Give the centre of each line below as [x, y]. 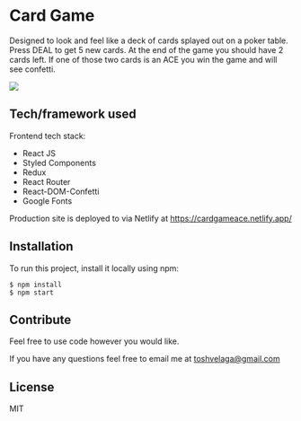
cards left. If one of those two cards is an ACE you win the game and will [143, 59]
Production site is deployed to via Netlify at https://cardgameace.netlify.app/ [150, 218]
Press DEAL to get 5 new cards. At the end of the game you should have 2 [146, 49]
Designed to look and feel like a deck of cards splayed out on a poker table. [149, 40]
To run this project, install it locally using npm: [94, 268]
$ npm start [31, 293]
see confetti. [32, 69]
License [32, 387]
